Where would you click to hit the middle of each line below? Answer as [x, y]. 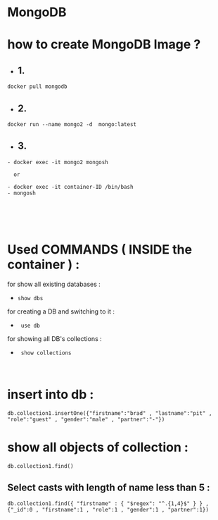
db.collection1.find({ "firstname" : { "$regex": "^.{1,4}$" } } [105, 504]
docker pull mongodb [38, 87]
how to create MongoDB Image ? [104, 45]
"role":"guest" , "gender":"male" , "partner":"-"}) [86, 419]
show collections [46, 353]
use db [30, 326]
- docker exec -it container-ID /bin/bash [70, 187]
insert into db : [51, 394]
